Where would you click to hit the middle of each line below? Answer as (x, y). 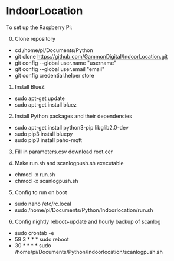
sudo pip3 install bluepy (44, 134)
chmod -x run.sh (35, 174)
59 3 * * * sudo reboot (42, 239)
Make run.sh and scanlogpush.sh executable (69, 163)
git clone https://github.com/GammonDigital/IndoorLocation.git (91, 56)
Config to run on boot (41, 192)
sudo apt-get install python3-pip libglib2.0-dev (71, 127)
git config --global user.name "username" (65, 63)
